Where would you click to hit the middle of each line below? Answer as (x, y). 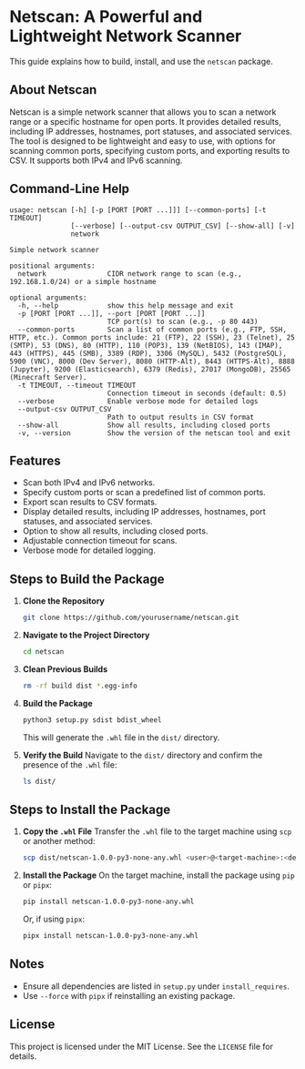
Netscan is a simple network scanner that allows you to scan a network (143, 112)
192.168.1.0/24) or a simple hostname (83, 281)
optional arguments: (49, 298)
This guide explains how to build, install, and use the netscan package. (141, 61)
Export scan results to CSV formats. (90, 502)
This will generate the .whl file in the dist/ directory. (121, 737)
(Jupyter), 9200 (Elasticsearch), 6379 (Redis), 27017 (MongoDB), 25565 (150, 369)
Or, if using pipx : (53, 919)
